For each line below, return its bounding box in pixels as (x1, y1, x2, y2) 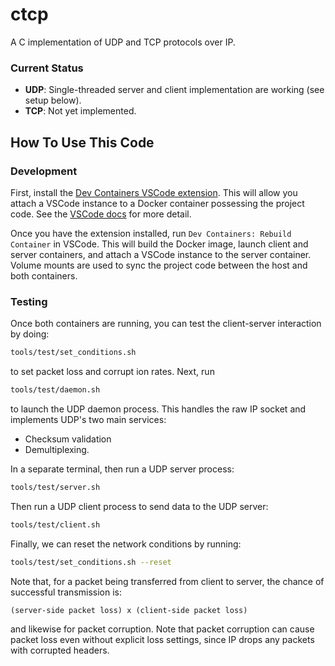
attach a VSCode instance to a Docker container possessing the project (10, 197, 305, 209)
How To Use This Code (10, 134, 155, 151)
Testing (10, 294, 48, 308)
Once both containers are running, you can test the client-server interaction (10, 318, 322, 330)
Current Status (10, 61, 84, 75)
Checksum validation (24, 433, 112, 445)
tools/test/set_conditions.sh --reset (10, 557, 172, 567)
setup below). (24, 94, 82, 107)
